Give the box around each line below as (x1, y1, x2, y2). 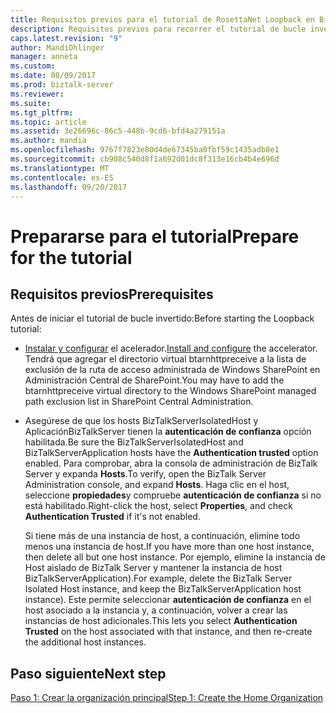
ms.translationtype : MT (10, 163, 110, 173)
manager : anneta (10, 52, 78, 62)
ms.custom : (10, 61, 56, 71)
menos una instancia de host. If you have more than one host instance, (24, 541, 315, 553)
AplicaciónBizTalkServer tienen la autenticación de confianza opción (24, 426, 312, 438)
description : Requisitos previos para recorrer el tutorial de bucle (10, 24, 307, 34)
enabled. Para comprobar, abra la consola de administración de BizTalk (24, 457, 318, 470)
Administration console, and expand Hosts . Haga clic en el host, (24, 479, 290, 491)
